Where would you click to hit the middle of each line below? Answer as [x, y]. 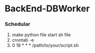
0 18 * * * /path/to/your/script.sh [45, 46]
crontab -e [23, 40]
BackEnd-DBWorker [47, 9]
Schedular [17, 24]
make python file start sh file [41, 35]
